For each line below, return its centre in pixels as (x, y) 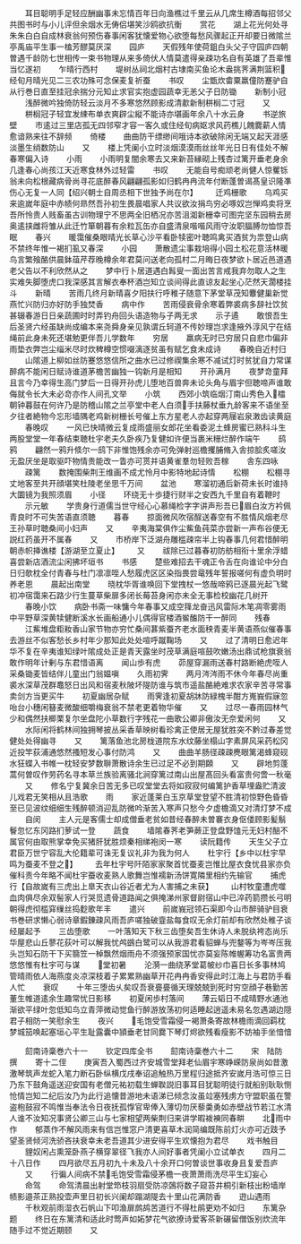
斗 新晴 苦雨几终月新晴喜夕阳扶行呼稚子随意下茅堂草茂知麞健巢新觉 (149, 293)
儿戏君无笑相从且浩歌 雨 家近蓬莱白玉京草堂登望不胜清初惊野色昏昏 (149, 797)
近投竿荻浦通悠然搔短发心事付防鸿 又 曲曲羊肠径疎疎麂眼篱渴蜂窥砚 (149, 752)
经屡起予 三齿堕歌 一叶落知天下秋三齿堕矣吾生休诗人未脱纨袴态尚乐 (149, 931)
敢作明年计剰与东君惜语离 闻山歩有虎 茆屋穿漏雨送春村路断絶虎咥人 (149, 662)
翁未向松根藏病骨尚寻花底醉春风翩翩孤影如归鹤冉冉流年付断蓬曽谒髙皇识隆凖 (150, 181)
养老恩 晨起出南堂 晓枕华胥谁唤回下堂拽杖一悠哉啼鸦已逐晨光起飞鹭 (149, 584)
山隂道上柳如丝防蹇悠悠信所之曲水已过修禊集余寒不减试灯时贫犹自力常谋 (158, 360)
